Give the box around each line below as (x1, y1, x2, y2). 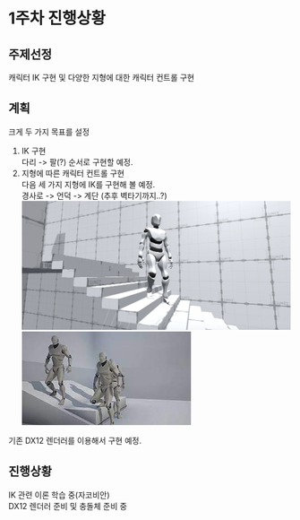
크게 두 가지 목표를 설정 (8, 126, 90, 137)
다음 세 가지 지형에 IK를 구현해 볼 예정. (21, 178, 156, 189)
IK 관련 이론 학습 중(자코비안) (8, 490, 110, 500)
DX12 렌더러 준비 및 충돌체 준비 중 (8, 500, 127, 511)
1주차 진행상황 (8, 8, 107, 29)
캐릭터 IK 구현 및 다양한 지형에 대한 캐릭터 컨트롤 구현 (8, 73, 194, 82)
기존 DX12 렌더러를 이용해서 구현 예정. (8, 435, 142, 446)
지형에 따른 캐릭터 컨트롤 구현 (21, 168, 124, 178)
